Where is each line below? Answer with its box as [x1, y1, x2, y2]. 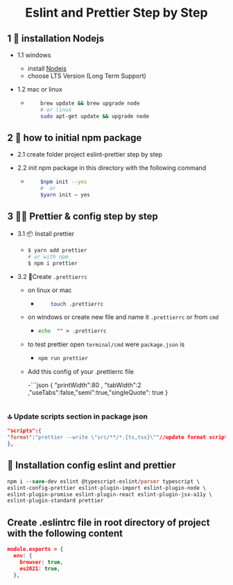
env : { [13, 552, 33, 559]
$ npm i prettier [27, 260, 78, 266]
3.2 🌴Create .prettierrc [17, 272, 88, 280]
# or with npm [27, 253, 69, 260]
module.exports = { [7, 546, 64, 553]
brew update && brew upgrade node [40, 100, 140, 107]
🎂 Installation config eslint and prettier [7, 459, 176, 471]
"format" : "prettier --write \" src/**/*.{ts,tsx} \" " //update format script [7, 434, 228, 441]
